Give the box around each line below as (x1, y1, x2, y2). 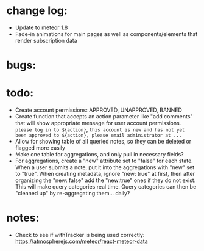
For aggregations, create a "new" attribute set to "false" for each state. (15, 157, 193, 165)
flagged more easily (15, 144, 66, 151)
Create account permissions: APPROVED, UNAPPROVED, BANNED (15, 106, 183, 114)
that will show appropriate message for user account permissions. (15, 120, 181, 127)
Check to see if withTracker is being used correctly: (15, 231, 145, 238)
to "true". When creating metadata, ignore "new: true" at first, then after (15, 170, 195, 178)
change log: (6, 4, 68, 18)
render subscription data (15, 37, 77, 44)
